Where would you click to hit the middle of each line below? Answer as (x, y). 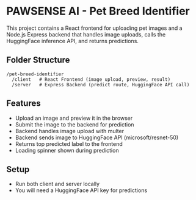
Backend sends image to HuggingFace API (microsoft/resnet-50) (97, 137)
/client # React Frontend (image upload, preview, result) (91, 79)
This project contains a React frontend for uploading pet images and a (94, 28)
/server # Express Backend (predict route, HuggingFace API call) (101, 84)
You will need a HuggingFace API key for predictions (81, 190)
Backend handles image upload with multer (69, 131)
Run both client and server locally (57, 184)
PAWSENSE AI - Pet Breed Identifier (98, 11)
